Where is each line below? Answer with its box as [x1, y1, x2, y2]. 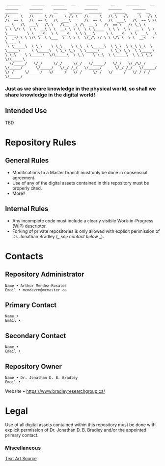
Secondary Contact [5, 331, 66, 340]
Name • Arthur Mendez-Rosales [5, 283, 67, 288]
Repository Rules [5, 137, 77, 148]
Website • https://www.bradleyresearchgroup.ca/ [5, 388, 106, 394]
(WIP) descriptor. [12, 223, 47, 229]
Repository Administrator [5, 270, 84, 279]
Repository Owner [5, 362, 62, 371]
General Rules [5, 156, 49, 165]
